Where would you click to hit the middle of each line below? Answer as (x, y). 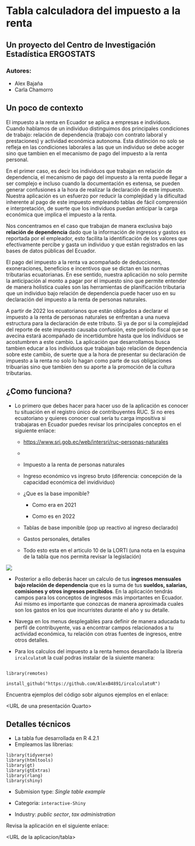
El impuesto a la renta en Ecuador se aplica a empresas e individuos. (88, 122)
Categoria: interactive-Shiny (50, 803)
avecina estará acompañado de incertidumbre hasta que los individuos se (95, 336)
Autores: (19, 70)
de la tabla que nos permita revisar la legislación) (82, 556)
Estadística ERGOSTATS (51, 54)
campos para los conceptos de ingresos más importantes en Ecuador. (99, 597)
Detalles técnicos (39, 724)
